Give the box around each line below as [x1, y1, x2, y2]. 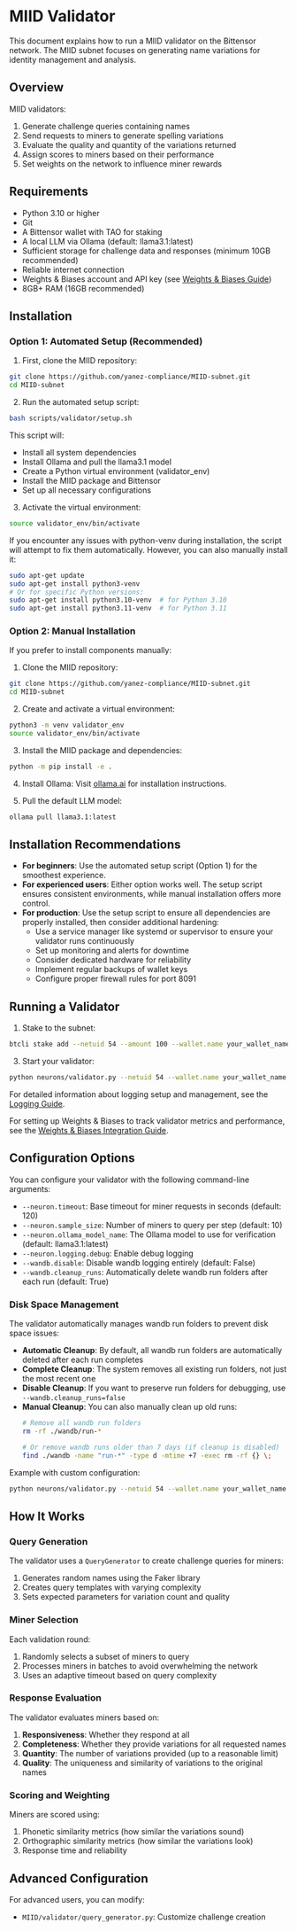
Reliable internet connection [21, 264, 125, 275]
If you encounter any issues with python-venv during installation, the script [9, 534, 283, 546]
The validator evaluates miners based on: [9, 1712, 160, 1723]
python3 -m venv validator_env [9, 720, 125, 730]
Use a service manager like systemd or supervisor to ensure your [34, 926, 274, 937]
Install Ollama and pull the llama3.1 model [21, 456, 172, 467]
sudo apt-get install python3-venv [9, 579, 141, 588]
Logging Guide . [9, 1099, 65, 1110]
